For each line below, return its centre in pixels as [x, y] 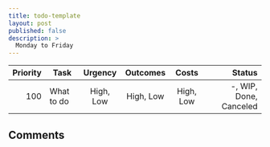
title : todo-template [45, 16]
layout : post [30, 23]
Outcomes [145, 73]
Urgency [100, 73]
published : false [37, 31]
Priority [27, 73]
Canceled [239, 107]
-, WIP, [244, 87]
